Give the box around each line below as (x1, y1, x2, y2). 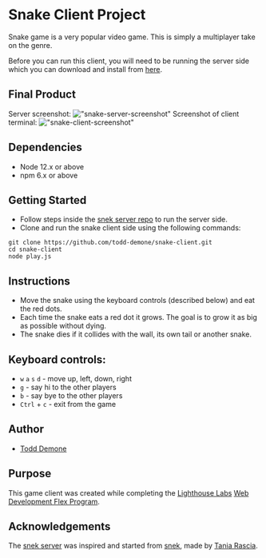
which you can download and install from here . (8, 64, 162, 74)
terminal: (8, 118, 38, 127)
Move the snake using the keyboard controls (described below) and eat (19, 296, 256, 305)
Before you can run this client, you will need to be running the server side (8, 56, 250, 66)
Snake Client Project (8, 6, 146, 24)
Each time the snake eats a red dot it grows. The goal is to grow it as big (19, 313, 258, 322)
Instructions (8, 274, 70, 288)
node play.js (8, 253, 52, 261)
